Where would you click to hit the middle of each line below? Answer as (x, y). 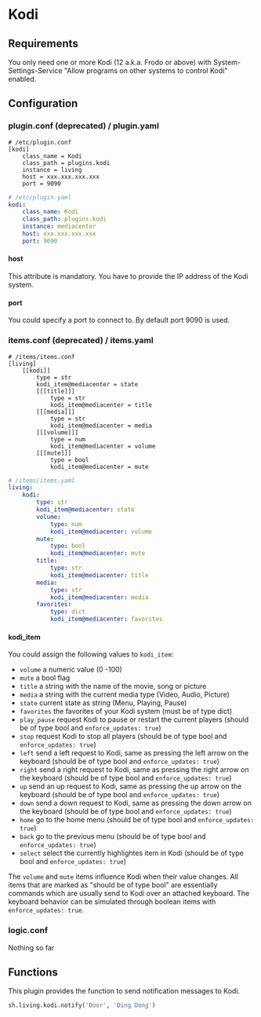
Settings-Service (35, 71)
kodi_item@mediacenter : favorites (106, 619)
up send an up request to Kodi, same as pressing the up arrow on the (130, 786)
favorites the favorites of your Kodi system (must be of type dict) (126, 712)
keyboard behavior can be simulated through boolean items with (112, 902)
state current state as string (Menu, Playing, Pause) (103, 703)
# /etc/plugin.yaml (40, 197)
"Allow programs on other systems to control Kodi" (146, 71)
